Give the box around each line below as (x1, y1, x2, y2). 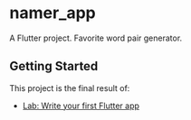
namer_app (9, 3, 97, 23)
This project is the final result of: (9, 82, 130, 93)
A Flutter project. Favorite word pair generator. (9, 32, 183, 43)
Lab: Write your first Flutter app (22, 100, 140, 111)
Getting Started (9, 59, 99, 74)
